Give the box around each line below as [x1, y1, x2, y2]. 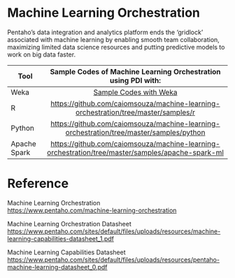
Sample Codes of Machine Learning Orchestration [50, 66, 221, 76]
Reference [7, 176, 69, 191]
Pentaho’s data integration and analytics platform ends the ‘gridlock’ [7, 28, 204, 36]
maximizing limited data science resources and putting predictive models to [7, 43, 225, 51]
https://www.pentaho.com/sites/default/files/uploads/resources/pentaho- [7, 255, 220, 263]
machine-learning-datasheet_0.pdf [7, 263, 108, 271]
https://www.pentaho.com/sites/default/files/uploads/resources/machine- [7, 227, 221, 235]
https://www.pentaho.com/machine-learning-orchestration [7, 206, 177, 214]
